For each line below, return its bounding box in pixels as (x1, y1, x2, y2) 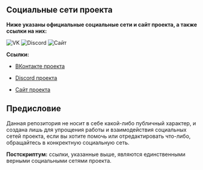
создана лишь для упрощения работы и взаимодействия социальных (6, 126, 187, 133)
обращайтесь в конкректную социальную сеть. (6, 139, 130, 146)
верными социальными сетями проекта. (6, 157, 112, 164)
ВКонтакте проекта (15, 62, 65, 70)
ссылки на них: (6, 27, 47, 34)
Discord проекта (15, 74, 58, 81)
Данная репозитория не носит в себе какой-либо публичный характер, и (6, 119, 196, 126)
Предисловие (6, 103, 61, 114)
